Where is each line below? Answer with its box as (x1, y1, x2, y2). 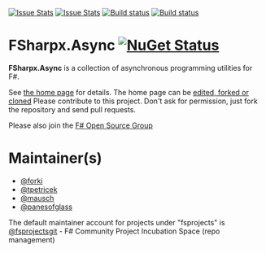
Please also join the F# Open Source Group (8, 120, 153, 130)
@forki (20, 176, 43, 185)
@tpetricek (20, 184, 58, 194)
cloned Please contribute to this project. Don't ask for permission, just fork (8, 96, 258, 106)
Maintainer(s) (8, 149, 102, 168)
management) (8, 234, 55, 244)
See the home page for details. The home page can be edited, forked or (8, 87, 250, 97)
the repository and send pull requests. (8, 104, 137, 114)
